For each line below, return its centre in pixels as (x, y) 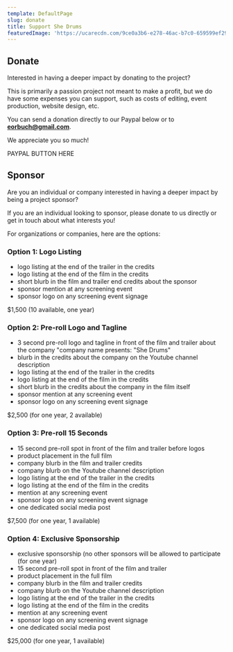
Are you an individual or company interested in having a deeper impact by (113, 192)
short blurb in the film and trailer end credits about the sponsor (107, 282)
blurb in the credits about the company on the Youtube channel (107, 357)
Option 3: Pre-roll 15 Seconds (58, 433)
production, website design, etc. (53, 106)
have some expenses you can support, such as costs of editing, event (107, 98)
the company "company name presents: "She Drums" (94, 350)
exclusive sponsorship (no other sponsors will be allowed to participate (119, 554)
